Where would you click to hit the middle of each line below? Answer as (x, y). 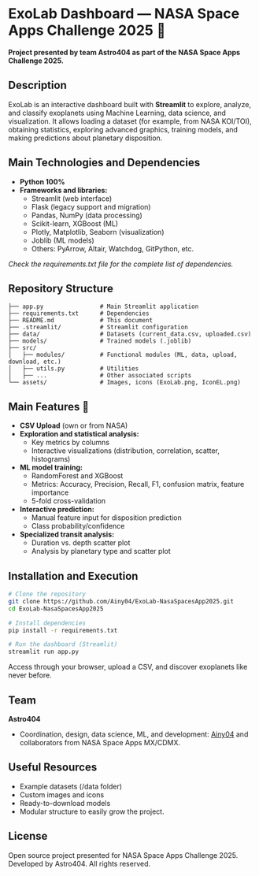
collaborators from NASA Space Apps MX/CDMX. (100, 742)
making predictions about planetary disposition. (85, 138)
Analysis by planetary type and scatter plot (101, 551)
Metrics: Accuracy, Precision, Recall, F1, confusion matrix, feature (138, 484)
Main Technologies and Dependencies (104, 163)
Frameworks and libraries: (63, 190)
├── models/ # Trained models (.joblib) (100, 341)
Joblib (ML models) (63, 240)
